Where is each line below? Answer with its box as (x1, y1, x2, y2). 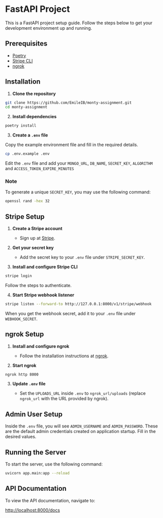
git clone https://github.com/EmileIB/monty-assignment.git (5, 100, 132, 105)
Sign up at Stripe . (19, 235, 55, 241)
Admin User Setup (5, 410, 63, 419)
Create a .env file (12, 132, 48, 138)
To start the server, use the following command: (5, 461, 103, 467)
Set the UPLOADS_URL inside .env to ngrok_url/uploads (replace (19, 390, 146, 396)
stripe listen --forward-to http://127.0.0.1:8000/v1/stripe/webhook (5, 301, 152, 306)
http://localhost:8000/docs (5, 507, 60, 513)
